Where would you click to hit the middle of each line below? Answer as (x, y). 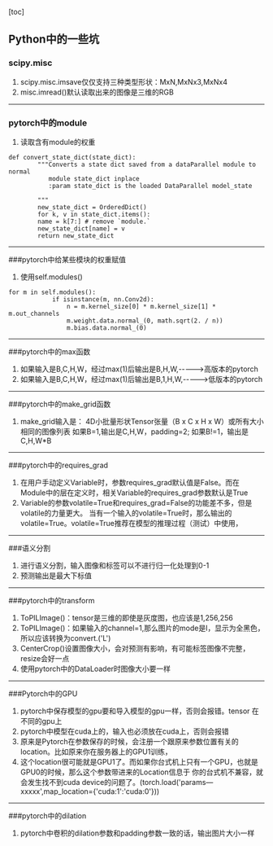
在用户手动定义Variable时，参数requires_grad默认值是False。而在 (130, 482)
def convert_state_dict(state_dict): (72, 157)
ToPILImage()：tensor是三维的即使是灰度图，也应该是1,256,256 (126, 617)
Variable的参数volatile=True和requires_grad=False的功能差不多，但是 (136, 502)
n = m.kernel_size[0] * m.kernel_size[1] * (141, 306)
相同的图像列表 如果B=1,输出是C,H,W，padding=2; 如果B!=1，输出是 (134, 432)
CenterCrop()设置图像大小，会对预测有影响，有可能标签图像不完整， (135, 648)
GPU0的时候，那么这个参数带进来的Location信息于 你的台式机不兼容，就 (142, 772)
